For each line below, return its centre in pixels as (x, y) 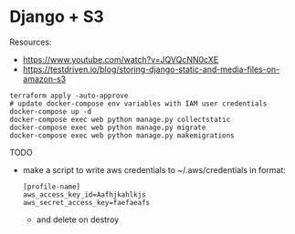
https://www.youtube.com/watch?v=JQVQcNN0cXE (121, 59)
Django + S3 (57, 17)
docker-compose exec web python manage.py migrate (108, 127)
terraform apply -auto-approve (69, 96)
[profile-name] (52, 187)
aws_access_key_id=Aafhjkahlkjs (84, 194)
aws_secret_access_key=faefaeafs (86, 202)
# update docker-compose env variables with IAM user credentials (138, 103)
